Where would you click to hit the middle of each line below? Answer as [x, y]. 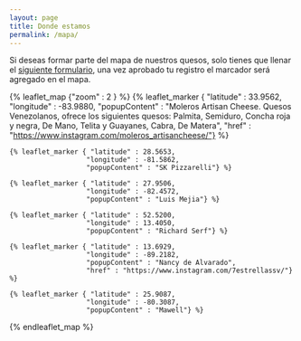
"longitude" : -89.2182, [133, 255]
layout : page [34, 18]
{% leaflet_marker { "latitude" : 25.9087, [93, 295]
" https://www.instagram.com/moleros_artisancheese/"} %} [119, 136]
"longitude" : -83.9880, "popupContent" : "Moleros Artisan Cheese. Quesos [150, 107]
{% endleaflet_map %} [52, 327]
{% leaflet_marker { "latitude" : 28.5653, [93, 152]
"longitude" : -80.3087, [133, 303]
